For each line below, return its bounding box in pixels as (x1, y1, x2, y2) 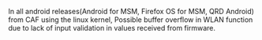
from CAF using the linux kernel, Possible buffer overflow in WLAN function (8, 15, 253, 24)
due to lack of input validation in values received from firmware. (8, 24, 215, 32)
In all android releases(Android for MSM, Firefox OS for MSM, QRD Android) (8, 7, 255, 16)
